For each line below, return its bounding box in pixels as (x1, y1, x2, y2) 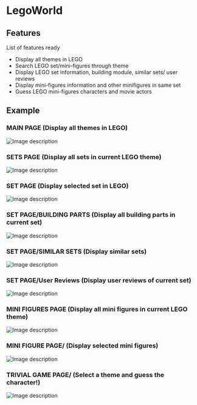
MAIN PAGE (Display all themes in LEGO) (6, 124, 128, 132)
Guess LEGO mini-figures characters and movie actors (15, 88, 152, 95)
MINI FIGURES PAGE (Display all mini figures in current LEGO (6, 305, 188, 313)
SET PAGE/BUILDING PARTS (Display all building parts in (6, 211, 176, 219)
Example (6, 106, 40, 116)
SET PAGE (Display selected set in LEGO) (6, 182, 129, 190)
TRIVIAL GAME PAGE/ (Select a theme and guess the (6, 370, 165, 379)
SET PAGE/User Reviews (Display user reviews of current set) (6, 276, 192, 284)
